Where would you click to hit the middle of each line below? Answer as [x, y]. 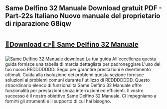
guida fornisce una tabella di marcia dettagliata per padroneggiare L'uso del [83, 64]
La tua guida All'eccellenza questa [121, 59]
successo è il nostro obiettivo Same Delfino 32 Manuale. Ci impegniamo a [81, 96]
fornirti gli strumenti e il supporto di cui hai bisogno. [58, 101]
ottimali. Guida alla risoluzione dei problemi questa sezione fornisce [75, 75]
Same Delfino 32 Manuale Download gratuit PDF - [83, 8]
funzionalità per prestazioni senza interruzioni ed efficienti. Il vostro [74, 91]
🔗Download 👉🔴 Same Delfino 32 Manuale [72, 44]
